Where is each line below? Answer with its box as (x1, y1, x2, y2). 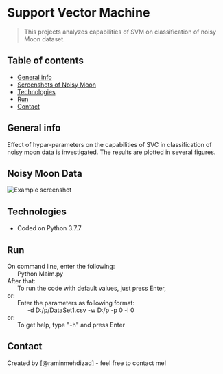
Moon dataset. (23, 34, 65, 43)
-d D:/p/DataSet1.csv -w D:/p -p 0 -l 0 (27, 306, 134, 314)
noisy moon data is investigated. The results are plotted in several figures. (7, 148, 216, 156)
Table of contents (7, 55, 84, 67)
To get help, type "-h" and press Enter (16, 321, 126, 329)
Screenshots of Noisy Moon (16, 80, 96, 89)
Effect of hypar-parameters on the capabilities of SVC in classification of (7, 140, 212, 148)
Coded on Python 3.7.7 (16, 224, 82, 232)
